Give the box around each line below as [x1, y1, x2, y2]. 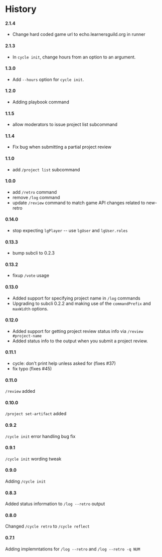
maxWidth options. [12, 305, 49, 311]
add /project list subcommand [12, 166, 80, 173]
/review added [5, 388, 35, 394]
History [5, 3, 37, 15]
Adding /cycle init [5, 478, 46, 485]
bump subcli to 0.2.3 [12, 250, 55, 256]
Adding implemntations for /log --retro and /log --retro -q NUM [5, 546, 141, 552]
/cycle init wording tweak [5, 456, 61, 462]
